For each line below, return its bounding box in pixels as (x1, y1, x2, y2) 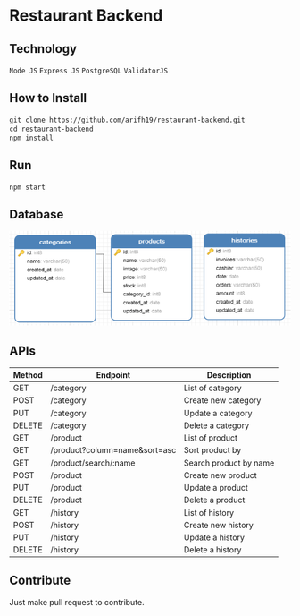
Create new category (183, 395, 262, 406)
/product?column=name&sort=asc (50, 445, 177, 456)
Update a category (183, 407, 253, 418)
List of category (183, 382, 243, 393)
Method (12, 369, 43, 381)
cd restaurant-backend (9, 124, 94, 133)
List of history (183, 507, 235, 518)
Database (9, 207, 64, 222)
